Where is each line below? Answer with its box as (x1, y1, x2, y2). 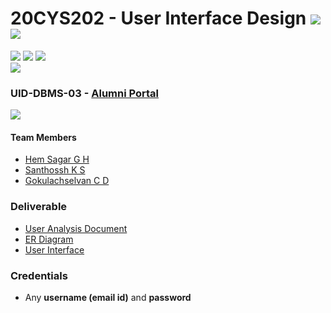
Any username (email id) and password (24, 292, 192, 304)
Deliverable (10, 200, 68, 214)
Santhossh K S (24, 164, 86, 176)
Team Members (10, 131, 77, 143)
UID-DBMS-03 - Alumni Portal (10, 86, 160, 100)
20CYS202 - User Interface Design (10, 7, 307, 30)
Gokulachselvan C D (24, 175, 110, 187)
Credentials (10, 268, 68, 282)
